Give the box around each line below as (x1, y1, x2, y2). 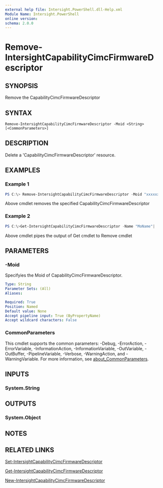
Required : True (5, 300, 36, 304)
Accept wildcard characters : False (5, 318, 77, 323)
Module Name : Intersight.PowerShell (5, 12, 79, 17)
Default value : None (5, 309, 47, 314)
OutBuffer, (5, 351, 26, 357)
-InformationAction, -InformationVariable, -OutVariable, (33, 345, 144, 351)
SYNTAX (5, 109, 33, 117)
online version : (5, 16, 38, 21)
